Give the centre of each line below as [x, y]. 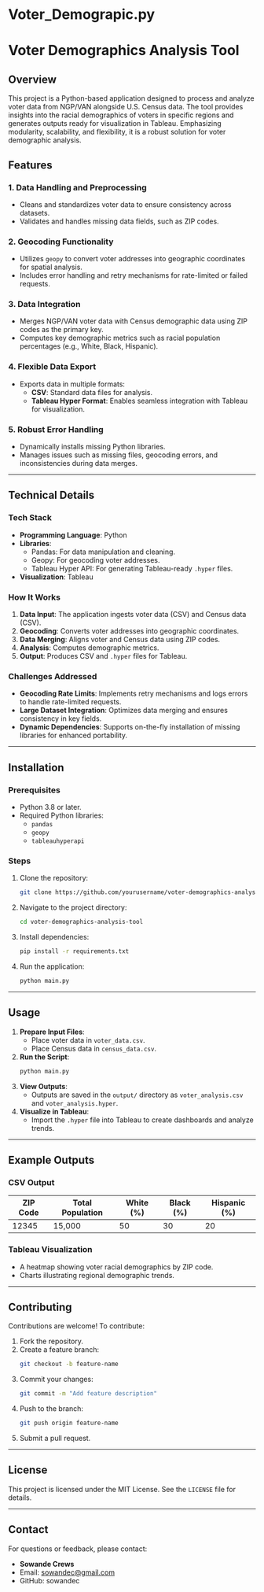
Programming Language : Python [73, 535]
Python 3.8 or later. [50, 807]
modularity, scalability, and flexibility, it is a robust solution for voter [117, 132]
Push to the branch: [51, 1409]
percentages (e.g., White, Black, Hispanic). [89, 346]
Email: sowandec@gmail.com [67, 1572]
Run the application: [52, 966]
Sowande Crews [47, 1564]
